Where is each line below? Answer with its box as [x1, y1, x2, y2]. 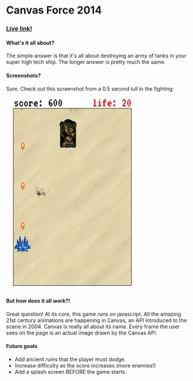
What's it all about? [6, 39, 55, 46]
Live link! [6, 25, 32, 33]
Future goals [6, 343, 38, 350]
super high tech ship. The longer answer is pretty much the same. [6, 58, 166, 65]
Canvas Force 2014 [6, 4, 102, 17]
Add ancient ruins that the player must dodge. [14, 356, 127, 363]
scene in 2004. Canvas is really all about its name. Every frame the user [6, 323, 181, 330]
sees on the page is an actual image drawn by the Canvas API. [6, 329, 158, 336]
